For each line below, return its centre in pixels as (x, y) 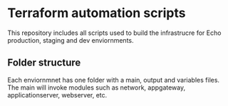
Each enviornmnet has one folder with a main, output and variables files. (113, 80)
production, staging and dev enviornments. (71, 40)
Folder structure (44, 63)
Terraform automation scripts (97, 13)
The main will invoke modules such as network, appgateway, (97, 88)
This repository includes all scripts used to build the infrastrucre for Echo (114, 33)
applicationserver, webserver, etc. (57, 95)
